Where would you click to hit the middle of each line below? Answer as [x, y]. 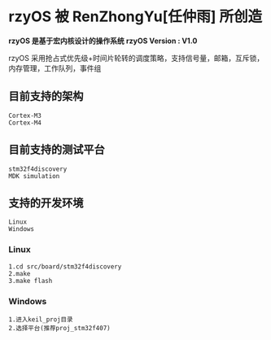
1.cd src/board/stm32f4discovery [65, 266]
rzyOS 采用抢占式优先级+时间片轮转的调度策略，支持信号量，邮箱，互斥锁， [136, 58]
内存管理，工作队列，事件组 [55, 68]
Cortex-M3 [25, 116]
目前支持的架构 [46, 96]
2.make [20, 273]
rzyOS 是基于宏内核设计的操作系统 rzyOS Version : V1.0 [103, 41]
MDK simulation [34, 176]
